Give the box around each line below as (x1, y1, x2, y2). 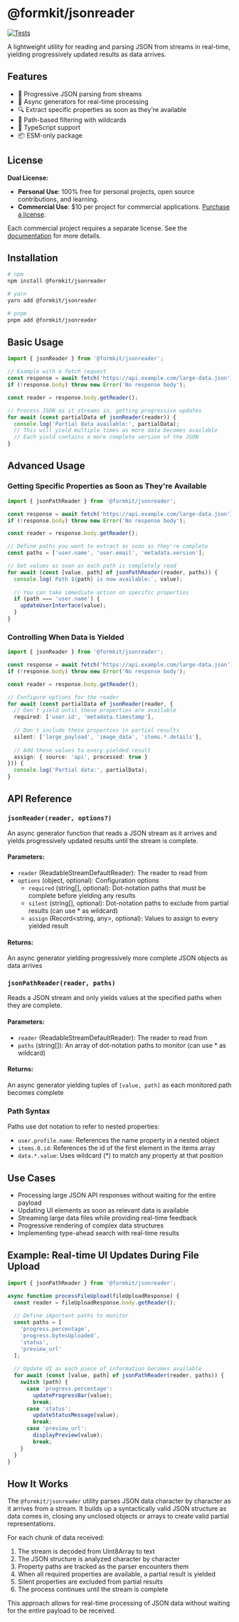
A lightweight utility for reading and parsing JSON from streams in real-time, (7, 42, 231, 51)
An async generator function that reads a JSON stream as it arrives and (7, 829, 217, 837)
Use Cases (7, 1172, 56, 1184)
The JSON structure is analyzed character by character (17, 1555, 180, 1564)
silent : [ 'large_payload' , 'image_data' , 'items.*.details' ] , (14, 733, 202, 740)
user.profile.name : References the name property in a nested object (17, 1136, 220, 1145)
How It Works (7, 1478, 69, 1490)
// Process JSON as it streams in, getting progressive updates (7, 407, 202, 414)
